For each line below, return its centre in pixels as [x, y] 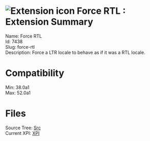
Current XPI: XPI [23, 133]
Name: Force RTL [24, 36]
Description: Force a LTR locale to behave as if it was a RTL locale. [75, 52]
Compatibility [35, 73]
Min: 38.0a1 [17, 87]
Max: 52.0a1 [18, 93]
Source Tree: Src [23, 128]
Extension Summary [49, 22]
